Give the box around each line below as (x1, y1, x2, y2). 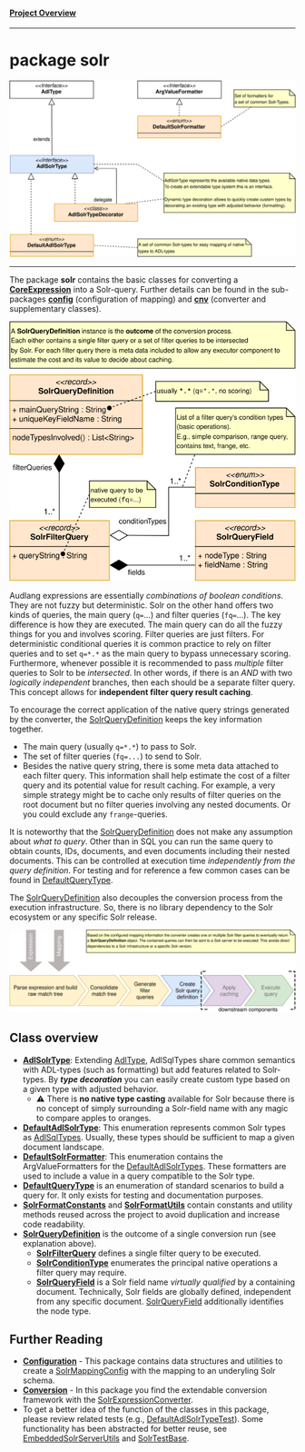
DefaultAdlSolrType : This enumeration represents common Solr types (22, 1122, 286, 1133)
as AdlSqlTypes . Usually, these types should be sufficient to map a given (22, 1131, 295, 1142)
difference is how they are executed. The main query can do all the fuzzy (9, 619, 283, 631)
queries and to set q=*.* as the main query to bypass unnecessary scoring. (9, 648, 291, 659)
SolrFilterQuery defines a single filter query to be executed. (35, 1248, 261, 1258)
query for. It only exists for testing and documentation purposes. (22, 1189, 264, 1200)
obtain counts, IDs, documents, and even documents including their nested (9, 846, 290, 857)
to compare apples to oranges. (35, 1112, 152, 1123)
